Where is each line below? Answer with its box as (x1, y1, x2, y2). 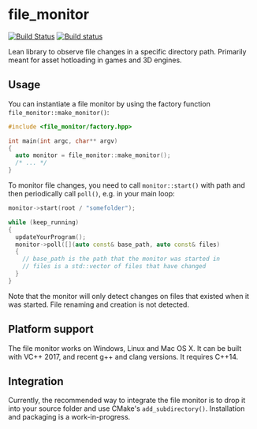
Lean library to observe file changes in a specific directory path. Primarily (8, 47, 247, 56)
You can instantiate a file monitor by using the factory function (8, 99, 210, 108)
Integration (8, 375, 65, 388)
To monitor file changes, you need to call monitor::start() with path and (8, 181, 246, 190)
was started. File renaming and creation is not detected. (8, 300, 189, 309)
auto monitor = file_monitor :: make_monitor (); (15, 151, 171, 159)
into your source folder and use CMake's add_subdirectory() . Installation (8, 404, 245, 413)
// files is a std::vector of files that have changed (22, 263, 207, 270)
